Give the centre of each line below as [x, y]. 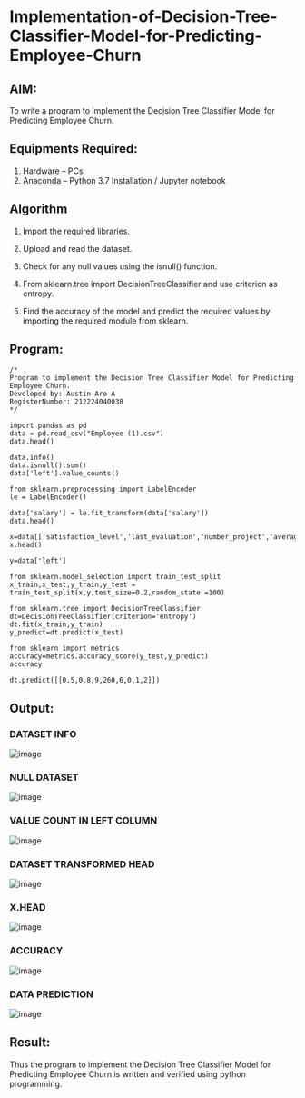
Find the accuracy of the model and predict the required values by [146, 311]
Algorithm [39, 210]
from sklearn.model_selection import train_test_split [115, 577]
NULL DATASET [44, 777]
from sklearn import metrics [64, 649]
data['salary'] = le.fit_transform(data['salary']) [109, 514]
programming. [36, 1083]
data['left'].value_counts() [64, 474]
